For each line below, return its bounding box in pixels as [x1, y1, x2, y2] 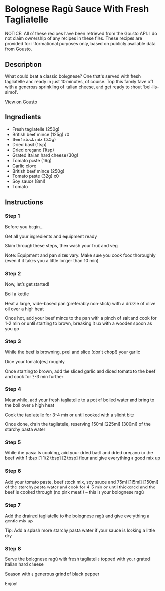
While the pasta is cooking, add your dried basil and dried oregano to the [5, 450, 153, 456]
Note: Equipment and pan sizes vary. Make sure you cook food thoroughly [5, 252, 156, 258]
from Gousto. [5, 46, 32, 52]
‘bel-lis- [143, 84, 159, 90]
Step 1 [5, 212, 20, 219]
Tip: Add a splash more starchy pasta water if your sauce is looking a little [5, 527, 155, 533]
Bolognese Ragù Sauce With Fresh [5, 3, 149, 15]
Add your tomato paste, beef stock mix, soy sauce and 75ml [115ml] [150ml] [5, 479, 159, 485]
